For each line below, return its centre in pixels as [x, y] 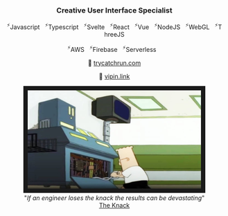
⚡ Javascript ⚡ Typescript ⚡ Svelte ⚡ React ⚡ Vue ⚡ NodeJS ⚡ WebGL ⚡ [112, 26]
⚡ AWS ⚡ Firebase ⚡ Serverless [112, 48]
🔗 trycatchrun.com [114, 63]
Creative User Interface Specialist [114, 10]
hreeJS [114, 34]
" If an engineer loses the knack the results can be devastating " [114, 198]
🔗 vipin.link [114, 76]
